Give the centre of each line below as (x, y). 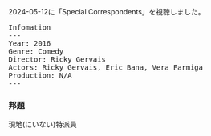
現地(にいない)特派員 (43, 124)
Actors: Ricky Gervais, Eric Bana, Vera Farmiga (105, 68)
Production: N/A (40, 76)
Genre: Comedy (36, 52)
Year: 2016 (30, 44)
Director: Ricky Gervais (57, 60)
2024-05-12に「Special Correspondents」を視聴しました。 (107, 12)
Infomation (30, 28)
